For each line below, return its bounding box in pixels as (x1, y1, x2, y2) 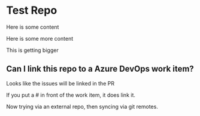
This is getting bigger (6, 46, 59, 54)
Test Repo (6, 4, 57, 17)
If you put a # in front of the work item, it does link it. (6, 91, 136, 99)
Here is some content (6, 23, 59, 30)
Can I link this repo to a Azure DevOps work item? (6, 64, 195, 74)
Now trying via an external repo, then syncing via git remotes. (6, 103, 159, 110)
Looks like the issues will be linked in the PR (6, 80, 115, 87)
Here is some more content (6, 35, 74, 42)
